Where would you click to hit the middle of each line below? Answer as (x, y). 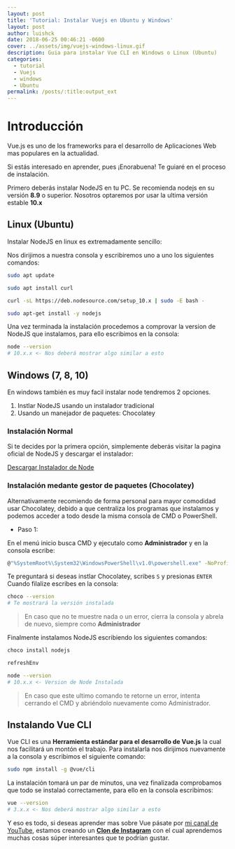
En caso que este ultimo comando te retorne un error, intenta (112, 695)
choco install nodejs (39, 651)
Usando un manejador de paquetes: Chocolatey (86, 413)
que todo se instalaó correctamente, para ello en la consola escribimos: (110, 790)
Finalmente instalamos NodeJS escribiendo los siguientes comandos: (107, 638)
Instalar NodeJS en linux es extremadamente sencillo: (85, 241)
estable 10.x (25, 203)
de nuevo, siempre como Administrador (83, 624)
